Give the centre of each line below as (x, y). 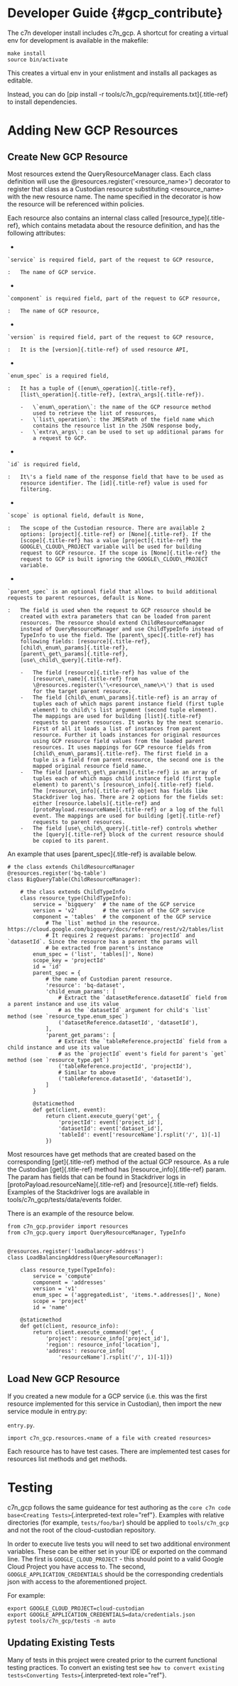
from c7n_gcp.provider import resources (68, 1226)
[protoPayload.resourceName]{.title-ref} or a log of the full (128, 809)
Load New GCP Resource (64, 1379)
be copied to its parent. (71, 841)
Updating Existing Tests (61, 1643)
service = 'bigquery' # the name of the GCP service (114, 904)
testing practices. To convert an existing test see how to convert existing (116, 1667)
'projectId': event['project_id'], (110, 1122)
